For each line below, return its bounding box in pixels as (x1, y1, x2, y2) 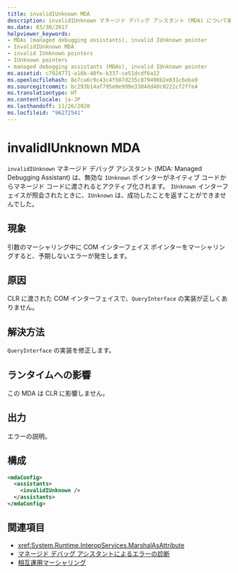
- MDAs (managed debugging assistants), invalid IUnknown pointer (7, 37, 208, 44)
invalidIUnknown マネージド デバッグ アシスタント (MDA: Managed (7, 164, 203, 172)
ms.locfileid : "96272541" (7, 109, 84, 116)
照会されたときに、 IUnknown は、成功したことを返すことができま (31, 191, 220, 199)
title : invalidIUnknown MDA (7, 10, 91, 18)
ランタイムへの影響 (7, 369, 91, 381)
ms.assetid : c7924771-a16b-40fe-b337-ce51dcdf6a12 (7, 69, 160, 77)
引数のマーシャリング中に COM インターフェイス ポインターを (7, 243, 188, 251)
